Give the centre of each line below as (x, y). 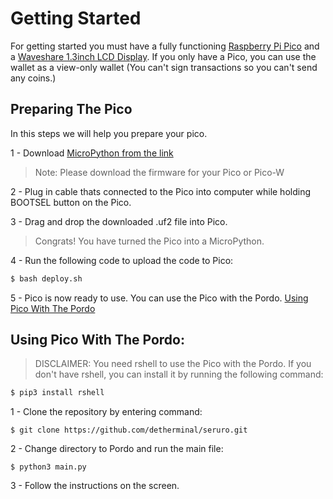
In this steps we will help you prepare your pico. (109, 133)
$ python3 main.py (48, 467)
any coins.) (33, 78)
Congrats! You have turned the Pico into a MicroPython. (149, 241)
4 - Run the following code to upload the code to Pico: (122, 260)
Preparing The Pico (71, 109)
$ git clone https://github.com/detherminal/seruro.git (129, 430)
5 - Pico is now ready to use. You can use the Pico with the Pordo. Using (159, 298)
